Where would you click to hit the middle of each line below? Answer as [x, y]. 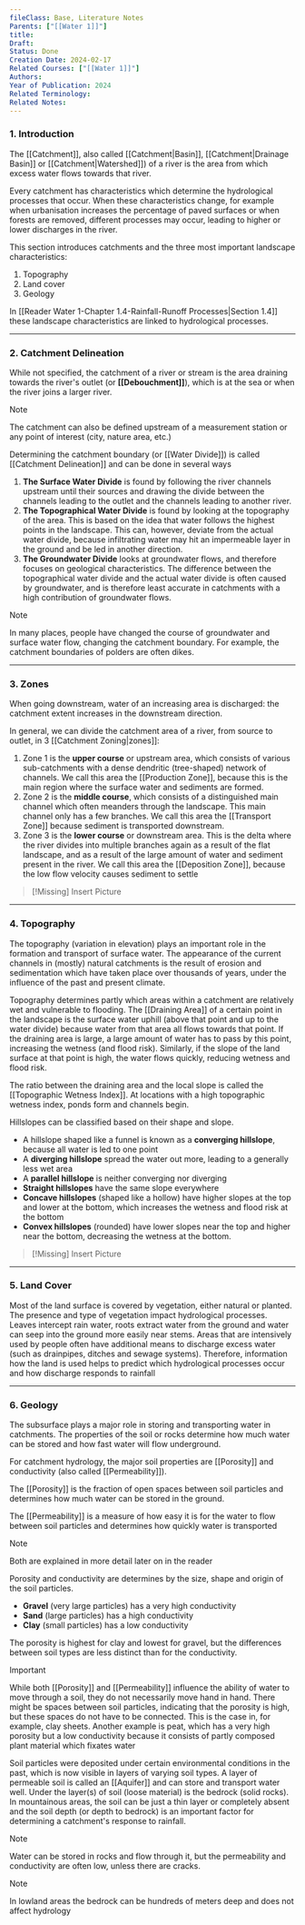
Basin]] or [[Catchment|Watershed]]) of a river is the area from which [139, 164]
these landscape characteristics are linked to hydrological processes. [139, 321]
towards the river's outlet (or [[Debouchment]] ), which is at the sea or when [152, 382]
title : [22, 35]
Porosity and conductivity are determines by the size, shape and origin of [147, 1579]
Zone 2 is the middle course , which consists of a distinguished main [150, 797]
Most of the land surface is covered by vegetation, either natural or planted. [151, 1305]
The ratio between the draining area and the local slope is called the [137, 1085]
